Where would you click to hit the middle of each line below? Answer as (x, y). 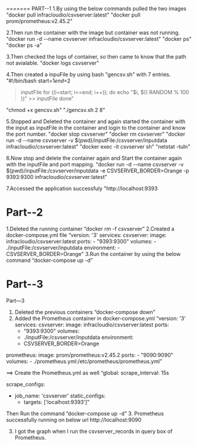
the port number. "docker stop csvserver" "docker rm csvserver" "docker (96, 134)
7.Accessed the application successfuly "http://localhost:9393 (82, 188)
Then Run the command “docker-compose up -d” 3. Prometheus (85, 413)
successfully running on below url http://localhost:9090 (74, 419)
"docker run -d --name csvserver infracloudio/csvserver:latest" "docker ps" (99, 39)
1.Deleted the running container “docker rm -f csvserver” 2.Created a (90, 229)
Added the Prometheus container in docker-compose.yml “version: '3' (100, 318)
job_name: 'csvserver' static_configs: (60, 396)
